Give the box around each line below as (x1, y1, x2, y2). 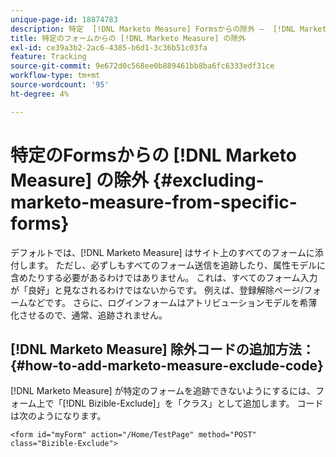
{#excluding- (152, 169, 265, 191)
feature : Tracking (10, 52, 87, 62)
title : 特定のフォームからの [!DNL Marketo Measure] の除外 (10, 33, 247, 43)
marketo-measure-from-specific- (10, 191, 298, 213)
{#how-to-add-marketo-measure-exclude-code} (10, 357, 324, 374)
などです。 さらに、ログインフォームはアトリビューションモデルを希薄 (27, 296, 318, 308)
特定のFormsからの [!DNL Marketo (10, 144, 297, 166)
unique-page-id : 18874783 (10, 14, 118, 25)
